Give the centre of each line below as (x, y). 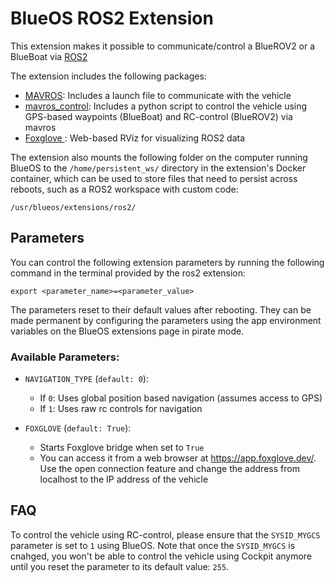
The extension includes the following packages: (108, 76)
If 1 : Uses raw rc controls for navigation (121, 409)
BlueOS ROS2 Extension (112, 18)
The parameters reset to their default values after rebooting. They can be (161, 309)
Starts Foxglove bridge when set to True (122, 448)
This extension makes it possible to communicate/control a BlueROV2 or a (163, 46)
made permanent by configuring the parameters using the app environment (166, 320)
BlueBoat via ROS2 (49, 56)
